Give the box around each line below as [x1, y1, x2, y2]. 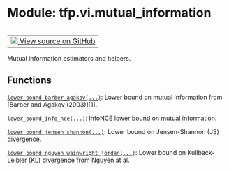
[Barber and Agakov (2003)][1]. [7, 100, 98, 109]
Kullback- [187, 148, 215, 156]
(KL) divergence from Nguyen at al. [28, 156, 131, 164]
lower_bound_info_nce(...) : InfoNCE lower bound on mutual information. [7, 114, 217, 122]
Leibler [7, 156, 27, 164]
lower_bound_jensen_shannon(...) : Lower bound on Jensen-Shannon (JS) [7, 127, 220, 135]
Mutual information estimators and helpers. [7, 54, 131, 62]
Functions [7, 75, 52, 87]
